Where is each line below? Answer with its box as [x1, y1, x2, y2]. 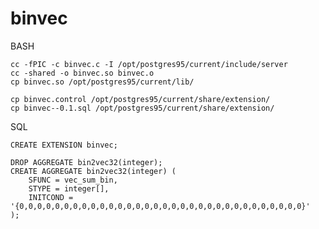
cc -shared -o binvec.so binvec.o [10, 68, 155, 78]
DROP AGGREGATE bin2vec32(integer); [10, 157, 163, 167]
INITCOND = [28, 192, 74, 202]
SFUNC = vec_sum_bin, [28, 175, 118, 185]
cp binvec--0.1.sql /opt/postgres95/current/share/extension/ [10, 103, 275, 113]
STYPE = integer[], [28, 183, 110, 194]
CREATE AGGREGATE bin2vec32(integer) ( [10, 166, 177, 176]
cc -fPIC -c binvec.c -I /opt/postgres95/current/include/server [10, 59, 288, 69]
